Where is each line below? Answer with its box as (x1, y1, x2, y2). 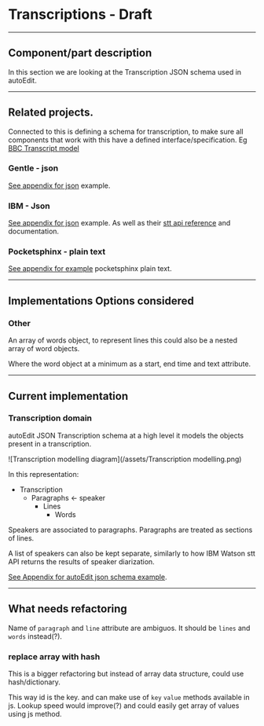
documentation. (8, 226, 60, 236)
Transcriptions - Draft (8, 5, 153, 24)
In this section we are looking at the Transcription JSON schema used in (8, 67, 242, 76)
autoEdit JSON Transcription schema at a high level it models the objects (8, 431, 244, 440)
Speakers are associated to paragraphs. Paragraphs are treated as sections (8, 525, 253, 534)
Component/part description (8, 46, 152, 60)
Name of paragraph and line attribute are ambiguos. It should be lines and (8, 623, 251, 632)
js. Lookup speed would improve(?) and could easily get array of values (8, 701, 240, 710)
